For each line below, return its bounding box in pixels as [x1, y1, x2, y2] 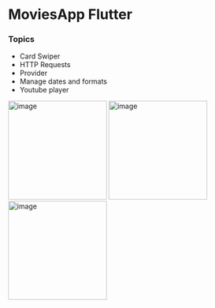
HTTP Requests [19, 60, 71, 69]
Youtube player [19, 85, 69, 95]
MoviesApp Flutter [8, 6, 132, 24]
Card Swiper [19, 51, 61, 61]
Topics [8, 34, 35, 45]
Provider [19, 69, 48, 78]
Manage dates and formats [19, 77, 108, 86]
